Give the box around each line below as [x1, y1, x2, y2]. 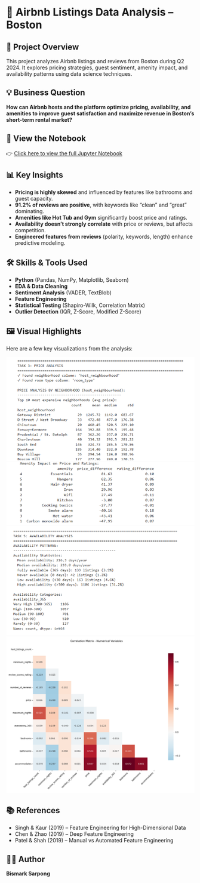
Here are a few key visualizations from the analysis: [6, 345, 133, 352]
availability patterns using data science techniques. [6, 70, 133, 77]
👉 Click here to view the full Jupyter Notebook [6, 149, 122, 157]
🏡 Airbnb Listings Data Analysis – [6, 5, 174, 19]
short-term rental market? [6, 116, 73, 123]
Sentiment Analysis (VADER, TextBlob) [14, 289, 112, 296]
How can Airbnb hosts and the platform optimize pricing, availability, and [6, 103, 191, 110]
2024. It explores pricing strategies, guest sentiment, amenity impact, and [6, 64, 188, 71]
